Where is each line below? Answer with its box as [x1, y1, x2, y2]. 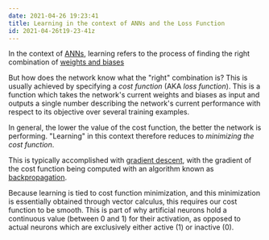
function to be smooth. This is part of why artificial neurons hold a [8, 205, 227, 215]
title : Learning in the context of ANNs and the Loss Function [8, 19, 226, 27]
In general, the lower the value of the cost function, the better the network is [8, 122, 262, 133]
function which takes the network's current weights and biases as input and [8, 90, 260, 100]
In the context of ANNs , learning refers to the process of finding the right [8, 49, 250, 59]
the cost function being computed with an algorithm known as [8, 164, 214, 174]
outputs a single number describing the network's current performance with [8, 98, 261, 109]
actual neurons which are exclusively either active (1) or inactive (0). [8, 222, 234, 232]
